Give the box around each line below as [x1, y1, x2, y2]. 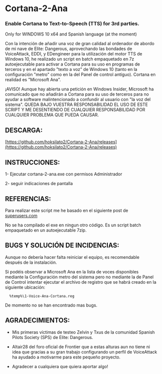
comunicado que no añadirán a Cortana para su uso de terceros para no [5, 91, 149, 97]
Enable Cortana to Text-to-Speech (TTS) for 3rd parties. [5, 20, 139, 27]
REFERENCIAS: [5, 195, 51, 203]
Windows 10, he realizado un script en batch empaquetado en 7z [5, 56, 134, 62]
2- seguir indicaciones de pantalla [5, 181, 73, 187]
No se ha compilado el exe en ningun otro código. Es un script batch [5, 222, 141, 228]
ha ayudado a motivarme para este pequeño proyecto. [12, 354, 121, 360]
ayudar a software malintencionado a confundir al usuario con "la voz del [5, 97, 151, 102]
